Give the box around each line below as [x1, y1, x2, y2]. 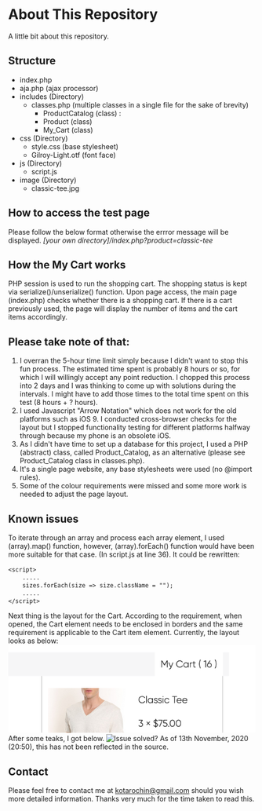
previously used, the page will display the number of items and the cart [8, 304, 238, 313]
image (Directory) [19, 175, 77, 184]
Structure [8, 54, 56, 68]
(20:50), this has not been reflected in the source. [8, 742, 169, 751]
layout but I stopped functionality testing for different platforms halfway [19, 422, 251, 433]
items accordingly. [8, 312, 68, 322]
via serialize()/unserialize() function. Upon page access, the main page [8, 287, 238, 297]
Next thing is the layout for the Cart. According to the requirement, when [8, 611, 242, 620]
